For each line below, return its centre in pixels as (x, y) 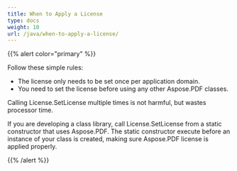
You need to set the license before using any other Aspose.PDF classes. (123, 89)
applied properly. (32, 147)
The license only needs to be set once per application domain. (109, 82)
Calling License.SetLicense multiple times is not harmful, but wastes (107, 103)
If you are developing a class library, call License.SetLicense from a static (115, 124)
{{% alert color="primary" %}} (52, 54)
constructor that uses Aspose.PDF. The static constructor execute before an (119, 131)
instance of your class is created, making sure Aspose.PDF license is (108, 139)
